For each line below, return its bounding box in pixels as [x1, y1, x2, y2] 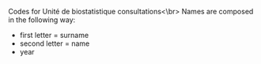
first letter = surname [19, 31, 89, 40]
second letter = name [19, 39, 90, 48]
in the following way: [8, 15, 76, 24]
